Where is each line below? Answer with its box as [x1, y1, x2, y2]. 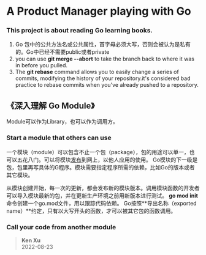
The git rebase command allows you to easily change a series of [15, 68, 179, 76]
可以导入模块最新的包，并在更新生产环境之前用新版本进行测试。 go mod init [6, 191, 198, 199]
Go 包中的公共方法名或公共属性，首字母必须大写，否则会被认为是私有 [15, 41, 191, 48]
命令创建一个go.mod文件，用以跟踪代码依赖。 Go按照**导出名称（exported [6, 199, 197, 207]
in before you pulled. [15, 62, 68, 69]
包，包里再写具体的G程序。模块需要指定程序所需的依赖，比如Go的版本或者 [6, 163, 195, 171]
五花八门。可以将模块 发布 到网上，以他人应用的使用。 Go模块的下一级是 [17, 156, 198, 163]
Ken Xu [21, 237, 41, 244]
